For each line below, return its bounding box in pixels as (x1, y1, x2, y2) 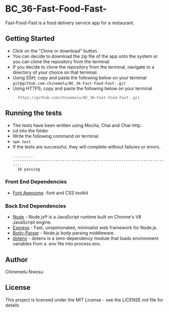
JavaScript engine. (12, 219, 52, 225)
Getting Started (5, 34, 55, 43)
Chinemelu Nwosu (5, 269, 44, 275)
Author (5, 255, 28, 264)
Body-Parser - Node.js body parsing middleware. (12, 230, 115, 236)
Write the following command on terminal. (12, 133, 100, 139)
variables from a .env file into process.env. (12, 241, 101, 247)
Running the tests (5, 109, 62, 118)
